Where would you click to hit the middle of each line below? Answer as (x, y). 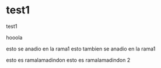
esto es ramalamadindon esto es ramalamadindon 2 (68, 60)
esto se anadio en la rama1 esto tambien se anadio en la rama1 (81, 49)
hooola (14, 37)
